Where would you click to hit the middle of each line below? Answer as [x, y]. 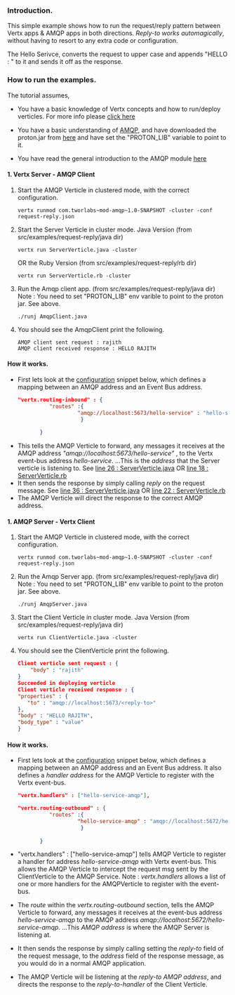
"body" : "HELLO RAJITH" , [55, 716]
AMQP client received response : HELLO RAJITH [87, 348]
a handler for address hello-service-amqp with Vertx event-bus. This [117, 862]
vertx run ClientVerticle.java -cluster [77, 638]
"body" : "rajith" [57, 670]
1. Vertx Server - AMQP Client [51, 175]
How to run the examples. [52, 80]
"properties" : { [43, 696]
